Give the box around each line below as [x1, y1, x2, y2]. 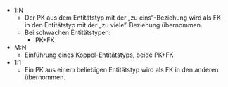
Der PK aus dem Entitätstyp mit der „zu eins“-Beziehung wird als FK [24, 13, 222, 22]
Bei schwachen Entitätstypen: [24, 28, 111, 36]
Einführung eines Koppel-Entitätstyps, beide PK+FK [24, 51, 174, 59]
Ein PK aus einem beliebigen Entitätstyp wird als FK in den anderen [24, 66, 219, 74]
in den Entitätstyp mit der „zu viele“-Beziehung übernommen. [24, 21, 203, 29]
